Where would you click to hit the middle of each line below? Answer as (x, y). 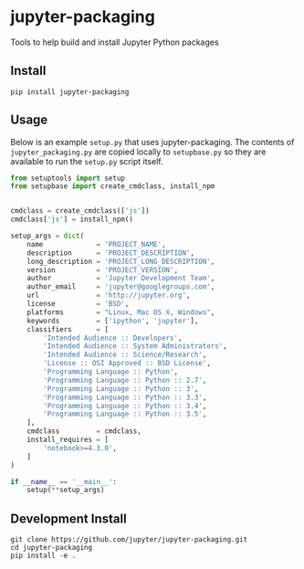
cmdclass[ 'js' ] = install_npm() (72, 220)
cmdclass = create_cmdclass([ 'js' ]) (80, 211)
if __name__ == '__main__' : (64, 481)
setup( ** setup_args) (66, 490)
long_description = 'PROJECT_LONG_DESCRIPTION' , (121, 261)
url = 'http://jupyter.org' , (109, 295)
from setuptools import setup (68, 178)
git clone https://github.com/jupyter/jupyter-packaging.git (129, 540)
